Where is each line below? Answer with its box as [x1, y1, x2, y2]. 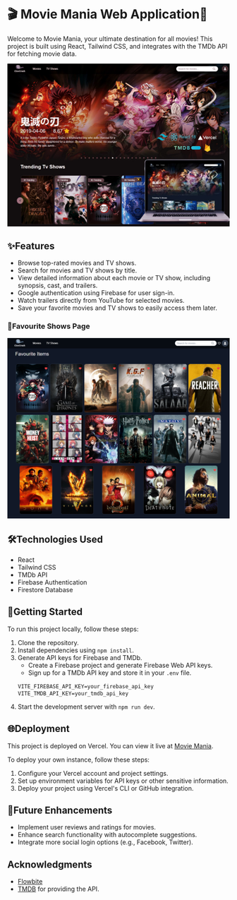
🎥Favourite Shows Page [7, 321, 90, 331]
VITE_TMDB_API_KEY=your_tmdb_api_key [17, 690, 129, 697]
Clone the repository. [17, 638, 79, 647]
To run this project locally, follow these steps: [7, 625, 139, 633]
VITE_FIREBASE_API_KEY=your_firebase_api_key [17, 683, 154, 690]
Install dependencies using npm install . [17, 646, 134, 654]
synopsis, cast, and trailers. [17, 281, 98, 290]
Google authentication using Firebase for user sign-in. [17, 289, 175, 297]
